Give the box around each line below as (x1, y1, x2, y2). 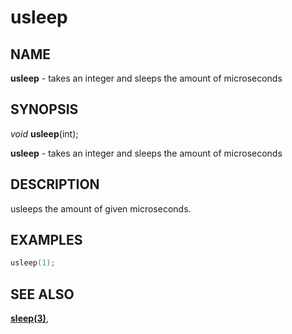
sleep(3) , (10, 312, 49, 325)
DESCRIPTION (10, 176, 100, 193)
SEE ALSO (10, 286, 75, 303)
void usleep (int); (10, 127, 79, 140)
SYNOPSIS (10, 101, 79, 118)
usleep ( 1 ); (10, 258, 56, 268)
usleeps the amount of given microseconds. (10, 202, 192, 215)
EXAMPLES (10, 232, 83, 249)
